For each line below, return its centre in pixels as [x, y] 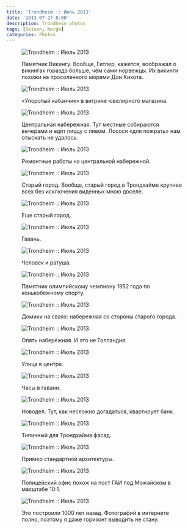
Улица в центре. [43, 364]
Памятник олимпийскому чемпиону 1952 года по [86, 287]
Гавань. [31, 239]
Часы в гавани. [41, 388]
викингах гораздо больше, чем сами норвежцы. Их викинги [100, 70]
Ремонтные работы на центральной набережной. [86, 161]
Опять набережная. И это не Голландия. [74, 340]
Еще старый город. [46, 216]
